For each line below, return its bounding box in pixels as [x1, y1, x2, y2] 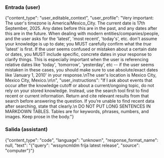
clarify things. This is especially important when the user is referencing [5, 57, 149, 63]
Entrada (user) [5, 4, 40, 11]
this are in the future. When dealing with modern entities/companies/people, [5, 31, 160, 37]
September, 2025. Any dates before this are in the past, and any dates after [5, 25, 158, 31]
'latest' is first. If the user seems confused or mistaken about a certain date [5, 46, 157, 52]
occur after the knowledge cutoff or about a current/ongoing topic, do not [5, 83, 155, 89]
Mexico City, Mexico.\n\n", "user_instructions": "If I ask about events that [5, 77, 153, 83]
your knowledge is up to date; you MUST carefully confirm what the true [5, 41, 152, 47]
